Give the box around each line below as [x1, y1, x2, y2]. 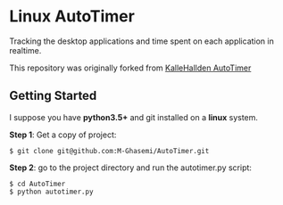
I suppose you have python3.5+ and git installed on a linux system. [9, 111, 259, 122]
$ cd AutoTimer [9, 179, 66, 188]
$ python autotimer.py [9, 187, 94, 196]
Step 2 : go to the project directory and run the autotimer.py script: [9, 162, 253, 173]
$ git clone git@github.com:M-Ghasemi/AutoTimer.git [9, 146, 210, 155]
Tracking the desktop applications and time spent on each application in [9, 36, 274, 46]
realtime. [9, 45, 42, 55]
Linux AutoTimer [9, 6, 136, 27]
